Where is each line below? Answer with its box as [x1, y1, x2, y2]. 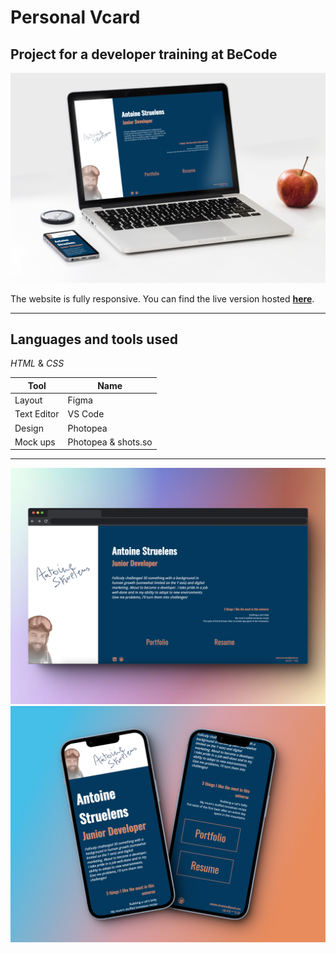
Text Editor [14, 408, 60, 420]
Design [14, 422, 44, 434]
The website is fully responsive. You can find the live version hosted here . [10, 292, 315, 305]
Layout [14, 394, 43, 406]
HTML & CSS [10, 357, 65, 370]
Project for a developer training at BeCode [10, 46, 278, 63]
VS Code [67, 408, 105, 420]
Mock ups [14, 436, 56, 448]
